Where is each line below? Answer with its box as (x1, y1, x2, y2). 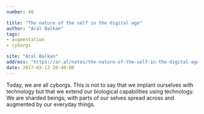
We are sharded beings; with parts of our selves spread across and (6, 94, 174, 101)
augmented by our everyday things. (6, 101, 95, 108)
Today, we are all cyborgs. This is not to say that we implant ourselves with (6, 81, 194, 89)
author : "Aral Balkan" (6, 25, 64, 32)
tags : (6, 31, 20, 37)
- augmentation (6, 37, 45, 43)
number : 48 (6, 8, 34, 15)
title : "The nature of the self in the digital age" (6, 19, 143, 26)
